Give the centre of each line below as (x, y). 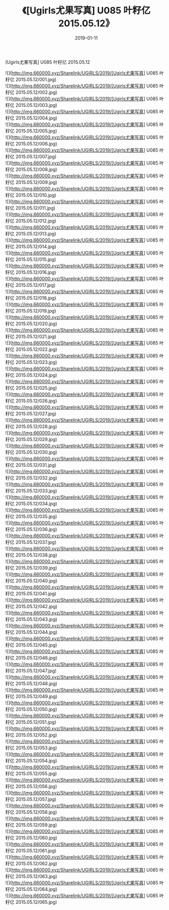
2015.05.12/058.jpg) (36, 812)
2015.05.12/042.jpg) (36, 606)
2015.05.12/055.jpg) (36, 773)
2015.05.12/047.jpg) (36, 670)
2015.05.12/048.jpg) (36, 683)
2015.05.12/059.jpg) (36, 825)
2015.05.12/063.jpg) (36, 876)
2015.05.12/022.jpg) (36, 349)
